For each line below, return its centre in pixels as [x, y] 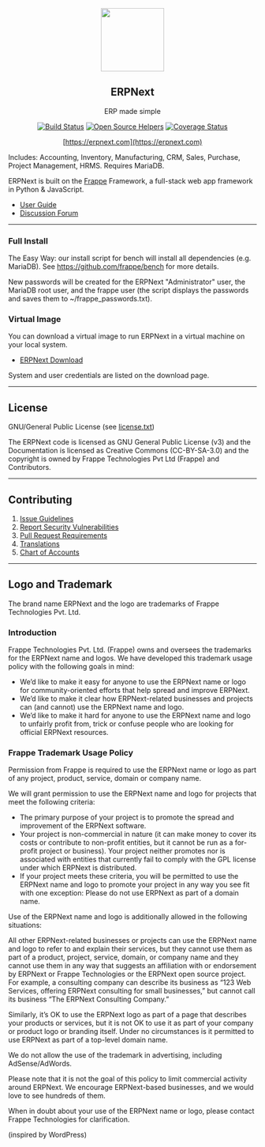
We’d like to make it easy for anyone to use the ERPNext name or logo [133, 682]
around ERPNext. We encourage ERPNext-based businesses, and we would [131, 1088]
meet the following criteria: [52, 802]
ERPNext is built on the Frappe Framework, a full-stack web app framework [131, 180]
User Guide [38, 204]
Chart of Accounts [50, 552]
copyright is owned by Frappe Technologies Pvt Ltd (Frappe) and [114, 459]
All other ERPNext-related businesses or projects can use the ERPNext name [132, 941]
